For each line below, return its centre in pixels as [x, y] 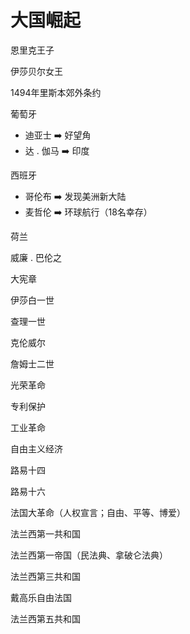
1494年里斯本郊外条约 [56, 92]
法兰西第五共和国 [45, 618]
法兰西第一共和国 [45, 533]
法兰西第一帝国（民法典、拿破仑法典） [89, 555]
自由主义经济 [36, 448]
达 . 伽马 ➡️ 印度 [57, 150]
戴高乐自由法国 [41, 597]
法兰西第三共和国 [45, 576]
